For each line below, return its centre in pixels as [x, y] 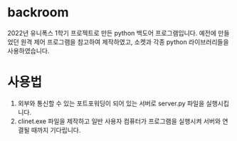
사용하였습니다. [28, 51]
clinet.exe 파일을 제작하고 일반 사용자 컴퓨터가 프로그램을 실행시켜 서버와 [119, 121]
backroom [38, 12]
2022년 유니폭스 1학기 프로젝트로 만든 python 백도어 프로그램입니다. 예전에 [112, 33]
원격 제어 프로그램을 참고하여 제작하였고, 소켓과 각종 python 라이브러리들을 [125, 42]
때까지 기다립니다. [56, 130]
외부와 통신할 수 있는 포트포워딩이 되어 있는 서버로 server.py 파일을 [111, 103]
